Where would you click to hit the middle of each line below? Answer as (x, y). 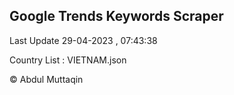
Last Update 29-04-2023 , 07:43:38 (83, 40)
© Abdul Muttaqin (46, 79)
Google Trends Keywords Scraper (116, 16)
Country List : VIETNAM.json (68, 60)
